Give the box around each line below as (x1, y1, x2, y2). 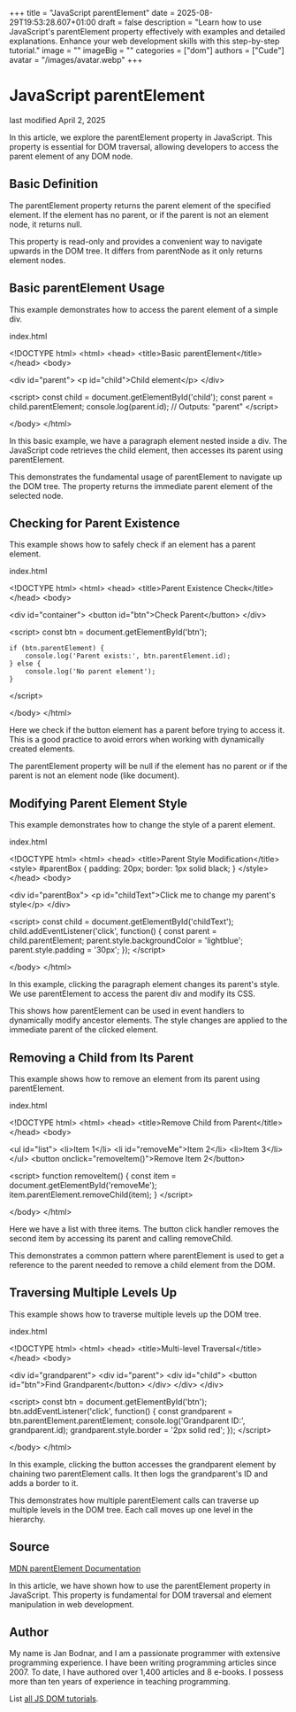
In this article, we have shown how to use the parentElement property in (9, 1580, 271, 1591)
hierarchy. (9, 1514, 46, 1524)
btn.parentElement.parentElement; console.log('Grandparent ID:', (9, 1415, 246, 1426)
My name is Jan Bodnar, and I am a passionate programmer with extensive (9, 1648, 281, 1659)
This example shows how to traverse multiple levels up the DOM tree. (9, 1309, 262, 1319)
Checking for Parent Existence (9, 516, 181, 531)
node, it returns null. (9, 219, 82, 230)
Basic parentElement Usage (9, 281, 165, 296)
